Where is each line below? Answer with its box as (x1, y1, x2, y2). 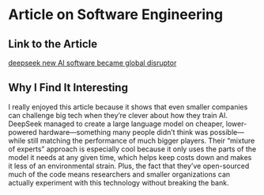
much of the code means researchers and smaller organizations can (8, 169, 231, 179)
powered (8, 127, 37, 136)
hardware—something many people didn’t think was (38, 127, 209, 136)
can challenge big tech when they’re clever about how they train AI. (8, 110, 228, 120)
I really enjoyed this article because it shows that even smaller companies (8, 101, 248, 112)
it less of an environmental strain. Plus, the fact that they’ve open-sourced (8, 161, 250, 170)
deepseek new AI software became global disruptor (8, 58, 177, 67)
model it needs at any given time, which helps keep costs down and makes (8, 152, 252, 162)
